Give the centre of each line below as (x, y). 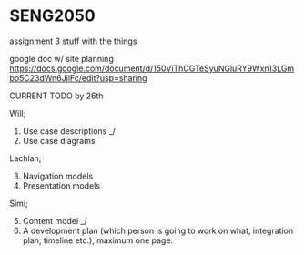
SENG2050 (52, 16)
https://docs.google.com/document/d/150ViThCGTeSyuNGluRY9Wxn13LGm (152, 68)
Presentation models (61, 185)
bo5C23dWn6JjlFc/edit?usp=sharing (78, 77)
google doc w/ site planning (61, 58)
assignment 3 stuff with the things (73, 41)
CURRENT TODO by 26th (56, 96)
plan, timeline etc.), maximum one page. (98, 240)
